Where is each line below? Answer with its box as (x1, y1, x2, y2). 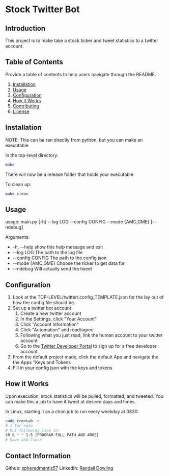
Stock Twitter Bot (5, 4, 80, 15)
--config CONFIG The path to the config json (12, 255, 107, 261)
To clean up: (5, 181, 32, 187)
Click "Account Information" (20, 321, 79, 327)
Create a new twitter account (20, 310, 81, 316)
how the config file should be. (12, 300, 75, 305)
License (12, 108, 30, 115)
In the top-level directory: (5, 152, 59, 158)
